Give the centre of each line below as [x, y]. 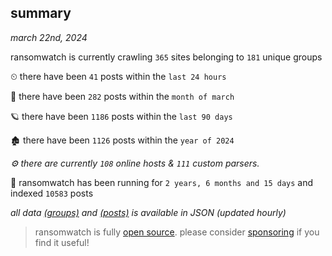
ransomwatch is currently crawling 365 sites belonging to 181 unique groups [166, 57]
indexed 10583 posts [52, 193]
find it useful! [62, 242]
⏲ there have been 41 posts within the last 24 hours [118, 76]
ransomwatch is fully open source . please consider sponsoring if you [177, 232]
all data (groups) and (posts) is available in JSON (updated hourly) [148, 212]
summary [41, 13]
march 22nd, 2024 [49, 37]
